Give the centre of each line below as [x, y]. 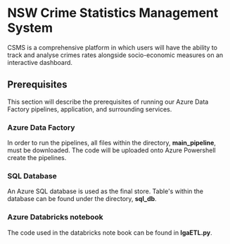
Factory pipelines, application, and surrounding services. [90, 109]
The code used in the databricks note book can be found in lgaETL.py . [110, 232]
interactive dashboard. [40, 62]
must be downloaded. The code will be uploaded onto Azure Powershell [111, 150]
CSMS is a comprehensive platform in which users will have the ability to [113, 47]
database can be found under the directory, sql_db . [82, 199]
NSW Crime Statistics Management [113, 13]
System [30, 28]
